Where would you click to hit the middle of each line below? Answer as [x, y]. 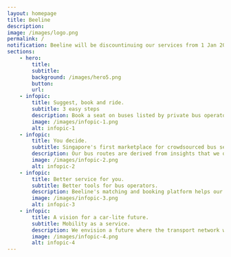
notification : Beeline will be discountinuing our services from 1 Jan [112, 45]
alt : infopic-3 [54, 205]
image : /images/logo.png [43, 33]
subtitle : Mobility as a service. [81, 223]
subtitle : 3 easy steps [66, 109]
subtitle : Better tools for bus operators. [95, 186]
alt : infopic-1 [54, 128]
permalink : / [26, 39]
